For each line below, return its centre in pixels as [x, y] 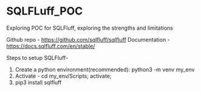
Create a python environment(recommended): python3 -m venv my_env [105, 69]
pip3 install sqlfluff [38, 82]
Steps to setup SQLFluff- [37, 57]
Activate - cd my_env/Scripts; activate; [63, 76]
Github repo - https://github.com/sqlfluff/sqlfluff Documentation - [88, 39]
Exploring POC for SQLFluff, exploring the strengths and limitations [90, 28]
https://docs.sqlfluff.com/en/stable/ [51, 46]
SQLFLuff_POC [45, 11]
